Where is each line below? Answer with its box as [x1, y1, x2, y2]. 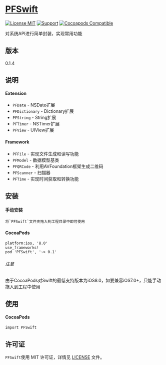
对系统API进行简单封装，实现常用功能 [5, 30, 82, 36]
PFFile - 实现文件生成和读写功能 [12, 150, 79, 156]
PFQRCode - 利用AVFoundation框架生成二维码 [12, 163, 103, 169]
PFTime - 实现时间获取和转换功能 [12, 175, 79, 181]
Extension [5, 90, 26, 96]
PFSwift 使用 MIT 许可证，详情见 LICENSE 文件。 [5, 354, 105, 360]
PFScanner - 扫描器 [12, 169, 51, 175]
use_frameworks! [5, 245, 39, 250]
